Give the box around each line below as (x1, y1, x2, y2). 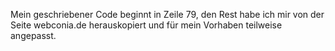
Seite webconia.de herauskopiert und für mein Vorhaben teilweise (10, 19, 283, 31)
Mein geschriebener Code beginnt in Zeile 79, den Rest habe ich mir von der (10, 9, 325, 20)
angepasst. (10, 30, 57, 41)
